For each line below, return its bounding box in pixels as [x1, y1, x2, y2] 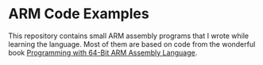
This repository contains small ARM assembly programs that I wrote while [8, 31, 249, 40]
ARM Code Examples [8, 5, 149, 23]
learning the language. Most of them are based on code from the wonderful [8, 39, 256, 48]
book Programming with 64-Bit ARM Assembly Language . [8, 48, 198, 57]
